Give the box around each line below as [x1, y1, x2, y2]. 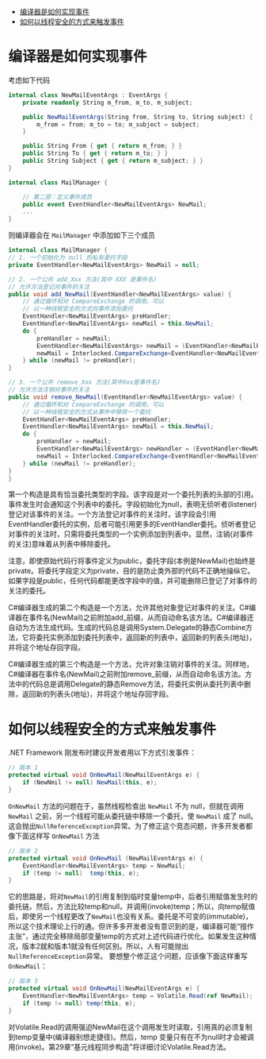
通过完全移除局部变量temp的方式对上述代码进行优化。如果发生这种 [32, 932, 250, 941]
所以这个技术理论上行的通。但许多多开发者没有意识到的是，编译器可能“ [8, 922, 241, 931]
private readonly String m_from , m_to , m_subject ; [22, 99, 193, 106]
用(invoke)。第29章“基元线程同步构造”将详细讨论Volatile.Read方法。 [8, 1042, 231, 1051]
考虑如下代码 [8, 75, 50, 85]
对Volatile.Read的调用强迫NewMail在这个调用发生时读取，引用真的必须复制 [8, 1022, 253, 1031]
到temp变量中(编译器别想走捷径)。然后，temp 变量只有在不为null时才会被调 [8, 1032, 255, 1042]
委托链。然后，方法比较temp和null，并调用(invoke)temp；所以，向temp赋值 [8, 902, 256, 911]
